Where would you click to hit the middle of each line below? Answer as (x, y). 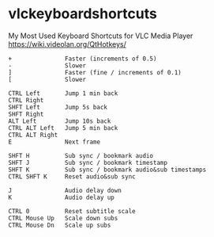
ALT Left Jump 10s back (60, 121)
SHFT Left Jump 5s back (58, 107)
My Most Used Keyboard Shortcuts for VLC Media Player (101, 36)
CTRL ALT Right (33, 135)
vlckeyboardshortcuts (83, 14)
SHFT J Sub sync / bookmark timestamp (88, 162)
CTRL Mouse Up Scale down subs (63, 218)
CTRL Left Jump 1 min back (63, 93)
